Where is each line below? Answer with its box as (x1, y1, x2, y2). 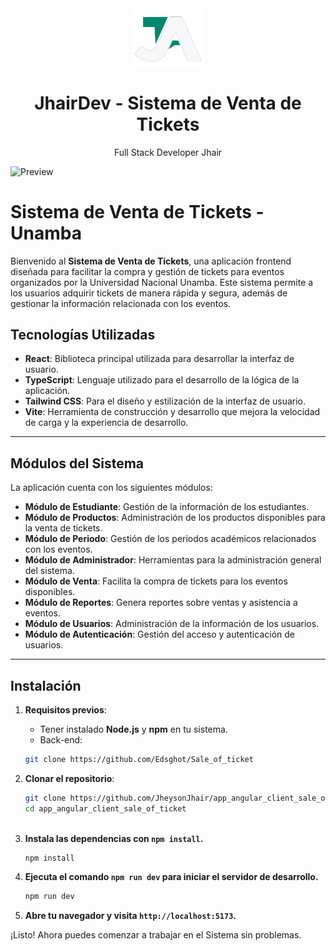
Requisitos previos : (24, 704, 107, 716)
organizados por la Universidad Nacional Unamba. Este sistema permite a (10, 276, 314, 288)
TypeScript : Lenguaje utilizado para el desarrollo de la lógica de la (24, 374, 300, 386)
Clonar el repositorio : (24, 772, 115, 784)
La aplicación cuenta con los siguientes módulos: (10, 482, 213, 494)
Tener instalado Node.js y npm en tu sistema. (39, 723, 228, 735)
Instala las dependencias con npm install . (24, 832, 204, 844)
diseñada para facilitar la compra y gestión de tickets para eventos (10, 265, 285, 277)
